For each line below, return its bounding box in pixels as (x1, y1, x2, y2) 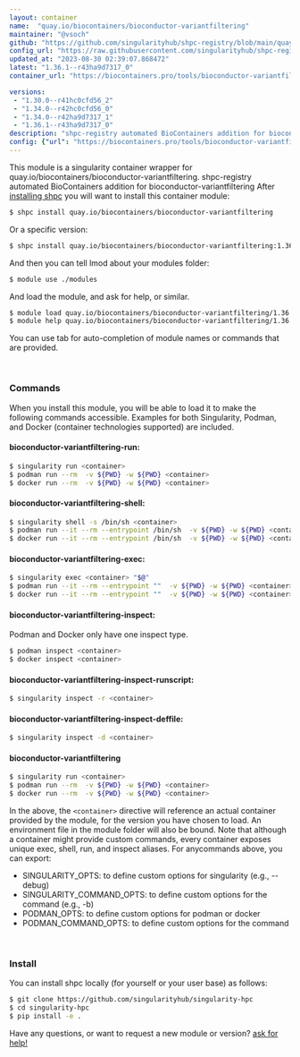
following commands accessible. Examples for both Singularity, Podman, (9, 412, 277, 422)
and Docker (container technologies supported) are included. (9, 422, 235, 432)
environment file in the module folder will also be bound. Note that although (9, 824, 287, 835)
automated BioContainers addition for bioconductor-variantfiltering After (9, 181, 275, 192)
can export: (9, 852, 52, 864)
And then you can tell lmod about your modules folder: (9, 257, 210, 269)
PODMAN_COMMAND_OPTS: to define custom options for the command (21, 917, 289, 928)
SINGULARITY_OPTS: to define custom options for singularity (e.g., (21, 870, 270, 881)
